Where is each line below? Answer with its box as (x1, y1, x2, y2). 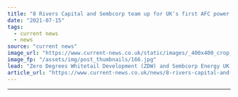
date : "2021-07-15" (7, 17, 65, 24)
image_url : (7, 50, 40, 57)
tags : (7, 23, 23, 30)
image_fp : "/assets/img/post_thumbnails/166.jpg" (7, 56, 157, 63)
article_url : (7, 69, 46, 76)
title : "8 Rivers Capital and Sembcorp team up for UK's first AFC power (7, 10, 230, 18)
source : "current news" (7, 43, 78, 50)
